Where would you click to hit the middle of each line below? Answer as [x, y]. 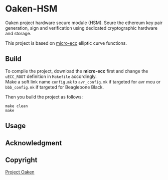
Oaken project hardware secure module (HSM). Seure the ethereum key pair [84, 23]
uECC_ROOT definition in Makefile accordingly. [51, 76]
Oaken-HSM [31, 9]
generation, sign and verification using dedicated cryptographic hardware [81, 28]
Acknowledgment [34, 143]
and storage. [18, 33]
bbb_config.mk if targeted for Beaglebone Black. [55, 87]
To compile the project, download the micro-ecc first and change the [77, 71]
